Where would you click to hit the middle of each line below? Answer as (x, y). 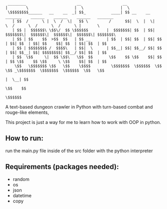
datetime (22, 195)
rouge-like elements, (27, 112)
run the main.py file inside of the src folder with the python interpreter (79, 151)
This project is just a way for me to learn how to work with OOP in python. (83, 122)
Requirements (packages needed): (62, 167)
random (21, 179)
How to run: (24, 139)
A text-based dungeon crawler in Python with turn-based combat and (79, 107)
